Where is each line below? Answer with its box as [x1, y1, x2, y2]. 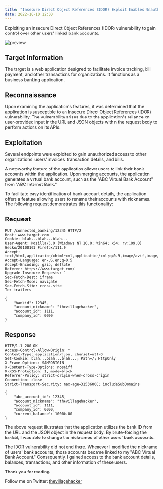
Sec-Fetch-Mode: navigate [5, 279, 57, 284]
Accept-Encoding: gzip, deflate [5, 262, 70, 267]
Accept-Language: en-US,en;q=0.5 [5, 258, 73, 263]
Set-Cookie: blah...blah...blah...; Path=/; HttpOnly [5, 356, 116, 361]
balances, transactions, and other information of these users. [5, 459, 127, 465]
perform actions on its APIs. [5, 124, 61, 130]
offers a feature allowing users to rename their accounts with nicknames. [5, 196, 151, 202]
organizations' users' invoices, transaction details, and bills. [5, 156, 125, 162]
